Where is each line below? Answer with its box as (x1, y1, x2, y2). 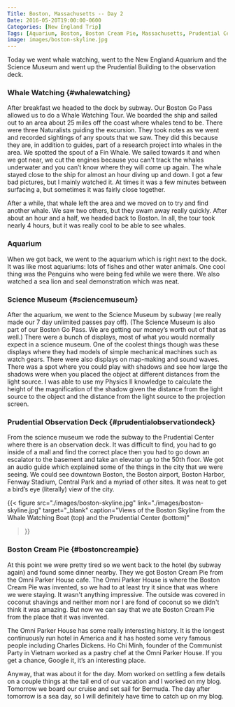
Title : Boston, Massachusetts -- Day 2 (7, 10, 124, 17)
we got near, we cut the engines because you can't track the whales (7, 155, 204, 164)
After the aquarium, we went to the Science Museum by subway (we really (7, 311, 222, 319)
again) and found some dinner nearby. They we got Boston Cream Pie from (7, 568, 224, 576)
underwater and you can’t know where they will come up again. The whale (7, 163, 222, 171)
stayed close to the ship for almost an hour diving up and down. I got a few (7, 171, 222, 179)
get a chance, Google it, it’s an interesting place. (7, 656, 146, 664)
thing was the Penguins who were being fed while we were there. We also (7, 269, 220, 278)
